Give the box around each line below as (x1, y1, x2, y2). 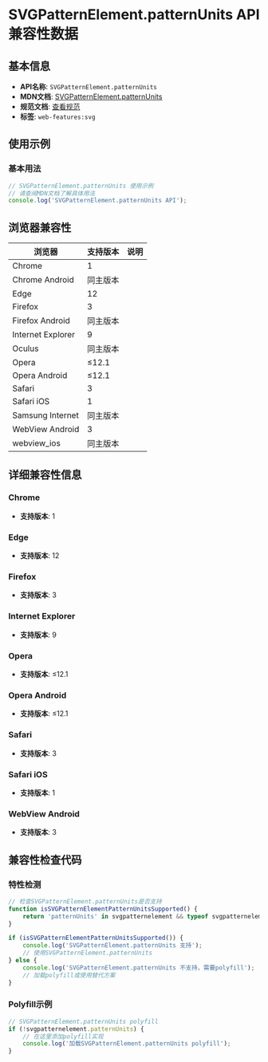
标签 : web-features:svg (19, 112, 96, 121)
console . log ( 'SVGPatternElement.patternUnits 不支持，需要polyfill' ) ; (22, 963, 255, 972)
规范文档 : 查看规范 (19, 102, 81, 111)
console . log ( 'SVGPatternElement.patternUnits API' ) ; (8, 197, 187, 205)
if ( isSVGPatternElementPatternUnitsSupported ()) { (8, 934, 183, 942)
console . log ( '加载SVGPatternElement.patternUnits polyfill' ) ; (22, 1040, 231, 1048)
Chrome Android (12, 274, 74, 285)
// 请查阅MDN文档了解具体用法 (8, 189, 96, 197)
